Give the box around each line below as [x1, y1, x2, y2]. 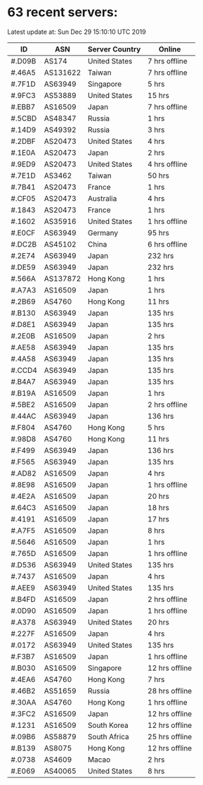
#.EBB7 [11, 101, 36, 111]
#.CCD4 [11, 365, 37, 375]
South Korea [87, 720, 129, 730]
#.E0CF [11, 228, 36, 237]
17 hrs [147, 514, 170, 524]
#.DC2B [11, 239, 37, 249]
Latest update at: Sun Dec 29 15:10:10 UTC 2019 [7, 27, 146, 36]
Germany [87, 228, 119, 237]
